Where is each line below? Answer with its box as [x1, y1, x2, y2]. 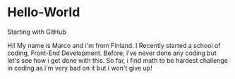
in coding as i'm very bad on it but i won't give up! [7, 63, 153, 72]
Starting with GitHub [7, 28, 67, 36]
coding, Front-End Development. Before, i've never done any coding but [7, 49, 217, 57]
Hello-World [7, 4, 80, 20]
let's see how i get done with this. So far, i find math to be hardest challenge [7, 56, 228, 64]
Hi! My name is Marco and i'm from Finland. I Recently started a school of [7, 41, 221, 49]
